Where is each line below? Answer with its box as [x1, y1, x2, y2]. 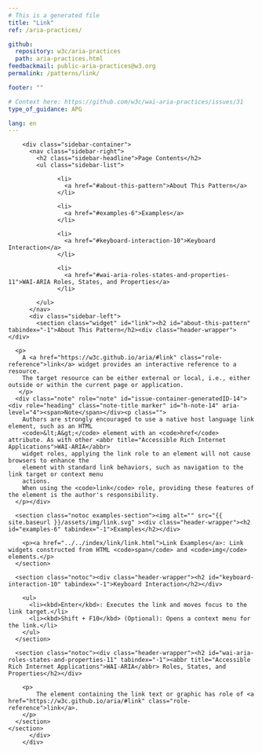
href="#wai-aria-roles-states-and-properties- [75, 272, 230, 280]
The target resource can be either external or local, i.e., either [22, 375, 251, 382]
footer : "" [8, 83, 44, 91]
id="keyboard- [208, 574, 255, 582]
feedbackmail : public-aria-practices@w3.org [8, 62, 156, 71]
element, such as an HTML [8, 422, 93, 430]
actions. [22, 477, 51, 485]
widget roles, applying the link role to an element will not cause [22, 450, 251, 458]
